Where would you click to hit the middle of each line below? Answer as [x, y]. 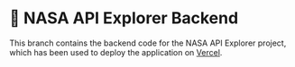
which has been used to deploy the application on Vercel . [116, 52]
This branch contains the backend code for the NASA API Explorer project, [148, 43]
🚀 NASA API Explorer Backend [124, 18]
